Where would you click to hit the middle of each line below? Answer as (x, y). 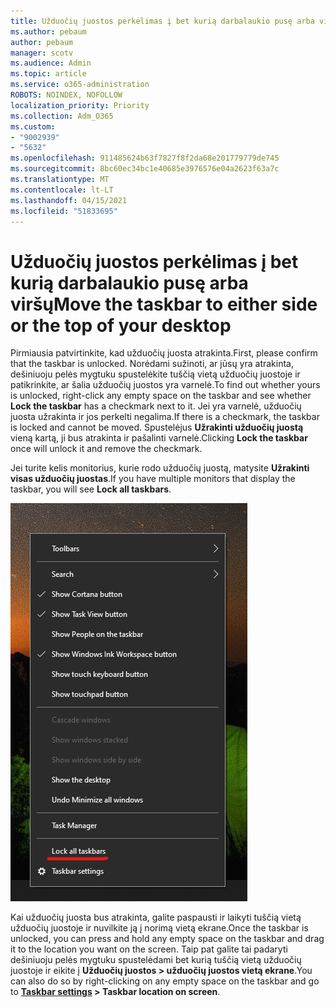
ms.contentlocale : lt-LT (62, 190)
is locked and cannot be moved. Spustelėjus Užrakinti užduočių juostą (157, 427)
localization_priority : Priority (80, 105)
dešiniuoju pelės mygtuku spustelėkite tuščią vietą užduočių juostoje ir (155, 374)
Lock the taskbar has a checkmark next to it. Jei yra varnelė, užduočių (156, 406)
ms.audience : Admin (51, 63)
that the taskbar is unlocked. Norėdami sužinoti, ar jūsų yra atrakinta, (152, 364)
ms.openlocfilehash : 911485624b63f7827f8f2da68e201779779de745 (145, 158)
